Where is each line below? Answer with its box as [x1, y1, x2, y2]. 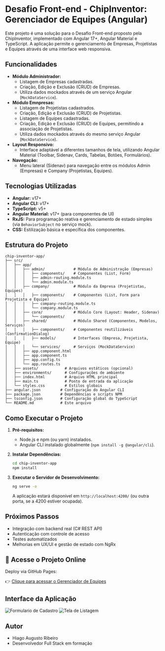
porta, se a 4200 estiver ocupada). [12, 498, 83, 504]
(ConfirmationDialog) [5, 331, 50, 336]
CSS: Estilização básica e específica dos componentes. [12, 226, 126, 232]
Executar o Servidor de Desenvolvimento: [12, 474, 100, 480]
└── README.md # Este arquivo [5, 400, 92, 405]
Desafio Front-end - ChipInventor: [5, 3, 147, 15]
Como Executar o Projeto [5, 414, 83, 422]
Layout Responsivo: [12, 142, 54, 147]
